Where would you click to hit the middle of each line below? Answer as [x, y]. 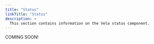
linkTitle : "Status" [27, 14]
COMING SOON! [22, 37]
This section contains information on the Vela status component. [80, 23]
